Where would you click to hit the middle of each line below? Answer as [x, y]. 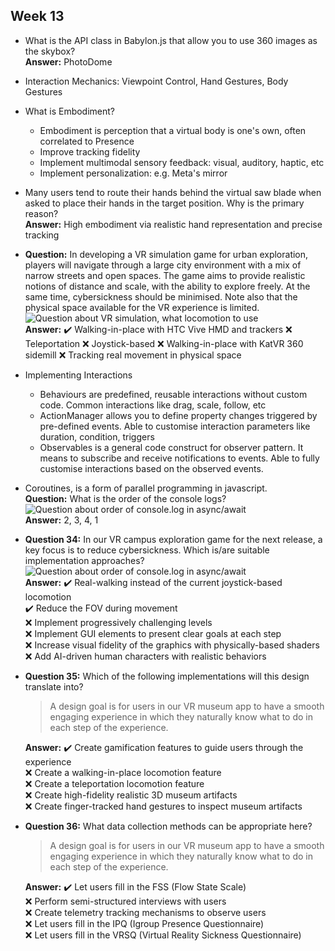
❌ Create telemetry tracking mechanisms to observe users [145, 912]
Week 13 [37, 16]
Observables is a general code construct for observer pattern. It [171, 447]
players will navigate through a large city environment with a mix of [163, 265]
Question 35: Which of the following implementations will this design [167, 676]
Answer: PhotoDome [68, 61]
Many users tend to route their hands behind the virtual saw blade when [173, 192]
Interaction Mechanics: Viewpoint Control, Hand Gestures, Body [156, 81]
